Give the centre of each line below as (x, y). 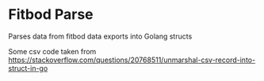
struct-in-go (28, 68)
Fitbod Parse (51, 15)
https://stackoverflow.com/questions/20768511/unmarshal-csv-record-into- (132, 60)
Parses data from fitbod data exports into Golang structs (100, 36)
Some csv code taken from (52, 51)
